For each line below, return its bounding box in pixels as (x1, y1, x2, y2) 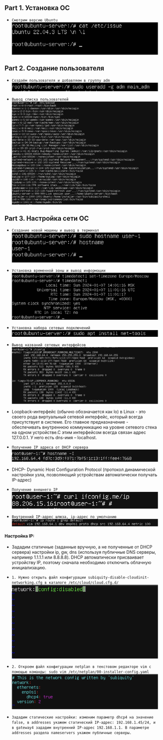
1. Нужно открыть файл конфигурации (11, 575, 86, 580)
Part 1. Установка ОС (4, 4, 70, 12)
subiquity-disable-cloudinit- (88, 575, 149, 580)
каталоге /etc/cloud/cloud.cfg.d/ (49, 580, 119, 585)
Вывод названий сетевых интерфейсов (11, 342, 86, 348)
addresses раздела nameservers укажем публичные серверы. (11, 731, 132, 736)
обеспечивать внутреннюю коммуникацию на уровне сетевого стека (11, 424, 157, 430)
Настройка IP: (4, 533, 35, 539)
